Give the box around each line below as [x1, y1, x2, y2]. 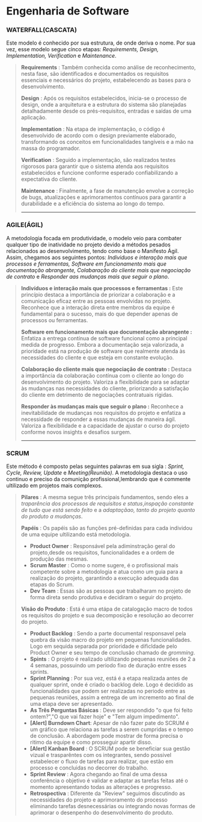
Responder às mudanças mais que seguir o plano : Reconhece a [20, 402, 183, 410]
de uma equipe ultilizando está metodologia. [20, 531, 131, 538]
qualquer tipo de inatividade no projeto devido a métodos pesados [6, 241, 171, 248]
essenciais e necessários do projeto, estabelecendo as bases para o [20, 76, 191, 84]
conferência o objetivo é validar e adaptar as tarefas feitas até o [29, 777, 188, 784]
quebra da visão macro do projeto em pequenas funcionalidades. [29, 637, 192, 644]
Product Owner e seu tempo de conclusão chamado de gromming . [29, 649, 195, 656]
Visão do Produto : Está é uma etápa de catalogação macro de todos [20, 605, 193, 612]
